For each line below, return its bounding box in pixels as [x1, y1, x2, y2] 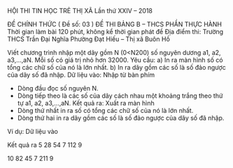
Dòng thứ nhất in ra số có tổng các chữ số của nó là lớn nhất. [17, 107, 194, 114]
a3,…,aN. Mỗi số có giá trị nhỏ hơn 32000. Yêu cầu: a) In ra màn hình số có [7, 56, 223, 64]
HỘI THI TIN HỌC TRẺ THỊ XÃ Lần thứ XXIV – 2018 [7, 7, 153, 15]
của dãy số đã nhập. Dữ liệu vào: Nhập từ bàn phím [7, 70, 155, 79]
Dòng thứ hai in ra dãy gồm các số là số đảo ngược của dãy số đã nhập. [17, 114, 225, 122]
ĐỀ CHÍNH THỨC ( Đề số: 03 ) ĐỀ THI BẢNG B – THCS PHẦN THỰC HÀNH [7, 20, 223, 28]
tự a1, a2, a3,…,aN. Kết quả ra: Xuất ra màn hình [17, 99, 155, 107]
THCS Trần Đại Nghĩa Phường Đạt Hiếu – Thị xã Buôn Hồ [7, 35, 170, 43]
